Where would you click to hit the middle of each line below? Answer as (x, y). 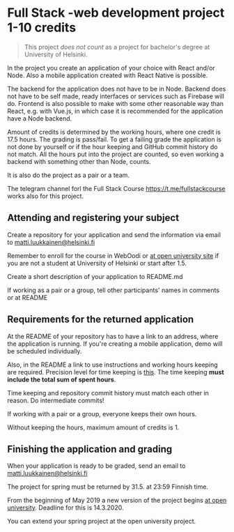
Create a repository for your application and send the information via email (114, 234)
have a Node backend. (40, 118)
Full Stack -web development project (116, 13)
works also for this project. (46, 196)
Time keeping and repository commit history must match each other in (108, 393)
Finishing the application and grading (90, 449)
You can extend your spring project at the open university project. (102, 522)
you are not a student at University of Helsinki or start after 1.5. (97, 263)
